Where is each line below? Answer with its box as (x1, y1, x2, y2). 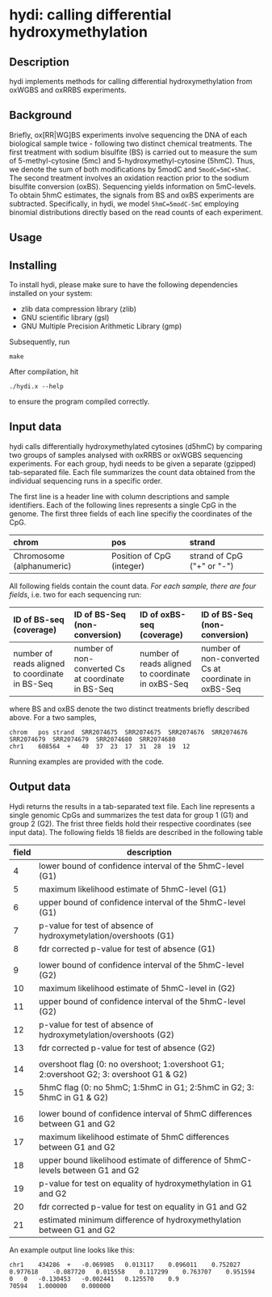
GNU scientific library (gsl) (20, 313, 110, 323)
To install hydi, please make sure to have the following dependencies (9, 280, 238, 290)
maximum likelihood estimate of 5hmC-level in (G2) (38, 982, 236, 994)
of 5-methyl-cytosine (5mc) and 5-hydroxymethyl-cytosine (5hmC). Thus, (9, 155, 255, 165)
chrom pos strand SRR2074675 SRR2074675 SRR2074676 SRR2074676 (9, 728, 249, 736)
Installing (9, 258, 57, 272)
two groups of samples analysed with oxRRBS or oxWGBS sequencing (9, 450, 243, 460)
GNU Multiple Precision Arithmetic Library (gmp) (20, 321, 182, 331)
